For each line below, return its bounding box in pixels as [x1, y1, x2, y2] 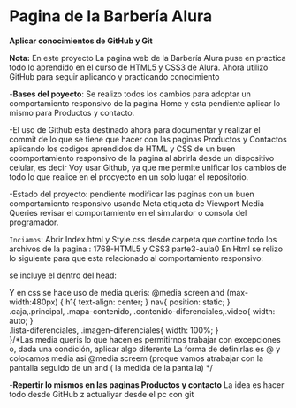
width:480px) [9, 296, 59, 307]
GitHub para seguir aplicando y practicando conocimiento [9, 71, 220, 81]
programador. [9, 217, 59, 227]
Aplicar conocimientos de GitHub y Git [9, 35, 153, 46]
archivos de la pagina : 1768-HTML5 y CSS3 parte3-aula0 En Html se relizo [9, 243, 284, 254]
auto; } [9, 315, 34, 326]
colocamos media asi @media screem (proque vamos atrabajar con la [9, 352, 263, 364]
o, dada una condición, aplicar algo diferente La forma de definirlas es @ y [9, 343, 281, 354]
